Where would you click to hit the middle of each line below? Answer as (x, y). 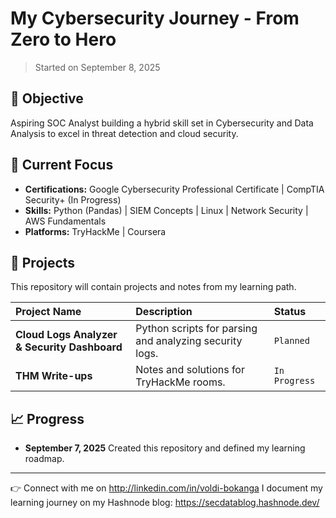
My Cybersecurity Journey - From (155, 18)
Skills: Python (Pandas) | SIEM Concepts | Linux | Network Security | (166, 210)
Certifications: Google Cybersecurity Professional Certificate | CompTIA (174, 189)
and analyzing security (189, 341)
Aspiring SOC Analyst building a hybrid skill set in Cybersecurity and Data (162, 123)
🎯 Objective (47, 98)
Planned (291, 341)
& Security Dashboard (69, 347)
